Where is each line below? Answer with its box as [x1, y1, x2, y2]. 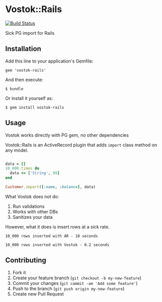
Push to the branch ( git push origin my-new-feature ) [12, 285, 125, 291]
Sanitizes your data [12, 214, 53, 220]
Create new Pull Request [12, 291, 64, 297]
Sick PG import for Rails [5, 30, 55, 36]
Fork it [12, 269, 26, 275]
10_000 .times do [5, 166, 39, 171]
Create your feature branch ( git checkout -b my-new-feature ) [12, 275, 142, 281]
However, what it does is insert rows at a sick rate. [5, 223, 110, 230]
